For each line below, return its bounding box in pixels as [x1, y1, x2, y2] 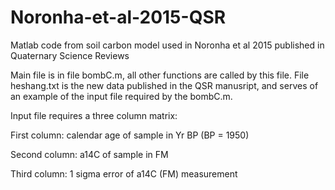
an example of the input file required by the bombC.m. [10, 90, 233, 102]
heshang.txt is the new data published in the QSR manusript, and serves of [10, 79, 319, 91]
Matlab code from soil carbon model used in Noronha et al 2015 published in [10, 39, 325, 51]
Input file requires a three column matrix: [10, 109, 178, 121]
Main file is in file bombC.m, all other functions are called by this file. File [10, 69, 310, 81]
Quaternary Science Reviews [10, 49, 130, 61]
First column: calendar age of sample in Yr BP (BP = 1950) [10, 129, 250, 141]
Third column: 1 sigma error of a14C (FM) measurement [10, 167, 238, 180]
